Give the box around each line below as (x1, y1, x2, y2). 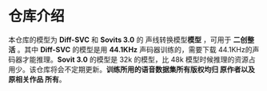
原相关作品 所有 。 (8, 74, 66, 84)
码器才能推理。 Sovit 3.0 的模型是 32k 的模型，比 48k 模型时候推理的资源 (8, 55, 249, 64)
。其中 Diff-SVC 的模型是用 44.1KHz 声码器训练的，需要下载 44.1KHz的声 (17, 44, 260, 54)
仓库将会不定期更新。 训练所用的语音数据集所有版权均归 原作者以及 (35, 64, 256, 74)
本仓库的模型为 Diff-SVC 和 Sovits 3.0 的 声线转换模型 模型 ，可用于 (8, 35, 232, 44)
